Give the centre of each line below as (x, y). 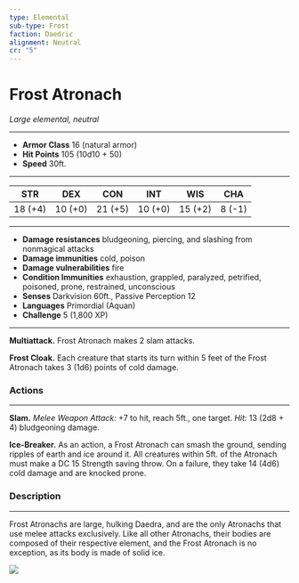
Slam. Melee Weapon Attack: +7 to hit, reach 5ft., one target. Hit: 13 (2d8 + (147, 418)
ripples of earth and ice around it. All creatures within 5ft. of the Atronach (143, 454)
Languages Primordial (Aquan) (79, 306)
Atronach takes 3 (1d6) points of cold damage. (94, 368)
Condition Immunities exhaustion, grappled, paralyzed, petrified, (141, 278)
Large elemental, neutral (54, 119)
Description (35, 497)
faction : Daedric (41, 34)
